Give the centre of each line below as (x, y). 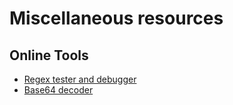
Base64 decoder (58, 90)
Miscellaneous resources (116, 18)
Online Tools (49, 55)
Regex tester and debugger (80, 79)
